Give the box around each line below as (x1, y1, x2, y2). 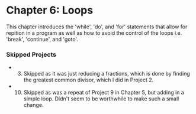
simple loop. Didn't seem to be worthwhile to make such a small (23, 95, 179, 102)
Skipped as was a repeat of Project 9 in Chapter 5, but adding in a (23, 89, 185, 96)
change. (23, 102, 44, 109)
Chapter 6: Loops (6, 4, 94, 17)
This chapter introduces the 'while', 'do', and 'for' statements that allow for (6, 23, 188, 30)
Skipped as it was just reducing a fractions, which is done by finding (23, 70, 191, 77)
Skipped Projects (6, 50, 56, 58)
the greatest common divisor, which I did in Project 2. (23, 76, 154, 83)
